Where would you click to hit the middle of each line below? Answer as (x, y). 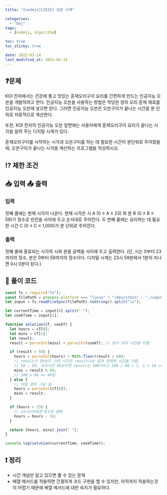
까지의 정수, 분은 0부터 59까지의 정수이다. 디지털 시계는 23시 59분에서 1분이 (79, 257)
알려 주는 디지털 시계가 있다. (42, 132)
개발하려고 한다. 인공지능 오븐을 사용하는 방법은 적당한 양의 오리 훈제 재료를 (87, 102)
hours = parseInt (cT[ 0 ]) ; (41, 389)
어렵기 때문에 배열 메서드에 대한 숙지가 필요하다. (64, 488)
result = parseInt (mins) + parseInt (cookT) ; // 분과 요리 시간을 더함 (80, 343)
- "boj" (18, 23)
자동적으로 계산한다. (34, 115)
